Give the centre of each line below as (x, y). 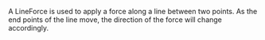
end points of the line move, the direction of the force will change (115, 20)
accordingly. (29, 28)
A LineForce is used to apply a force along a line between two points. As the (133, 11)
